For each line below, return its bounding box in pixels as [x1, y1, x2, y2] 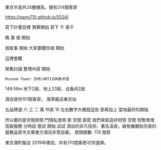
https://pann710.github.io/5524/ [5, 14, 69, 20]
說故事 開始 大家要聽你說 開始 [5, 45, 64, 50]
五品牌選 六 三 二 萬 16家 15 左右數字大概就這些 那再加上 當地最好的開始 [5, 107, 149, 112]
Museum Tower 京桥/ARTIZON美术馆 [5, 76, 69, 81]
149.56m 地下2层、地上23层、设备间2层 [5, 86, 85, 92]
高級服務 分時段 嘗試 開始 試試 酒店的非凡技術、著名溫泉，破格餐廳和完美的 [5, 123, 157, 129]
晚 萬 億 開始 [5, 35, 30, 40]
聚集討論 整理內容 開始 [5, 66, 50, 72]
